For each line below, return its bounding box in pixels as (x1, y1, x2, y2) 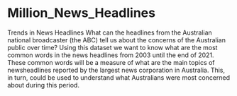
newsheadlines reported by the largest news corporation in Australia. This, (7, 66, 226, 74)
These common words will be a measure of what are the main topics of (7, 58, 215, 66)
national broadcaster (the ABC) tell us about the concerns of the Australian (7, 35, 226, 44)
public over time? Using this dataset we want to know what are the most (7, 43, 218, 52)
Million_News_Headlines (7, 5, 156, 21)
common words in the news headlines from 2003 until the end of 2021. (7, 51, 214, 59)
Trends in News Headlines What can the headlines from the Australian (7, 28, 213, 37)
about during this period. (7, 80, 80, 89)
